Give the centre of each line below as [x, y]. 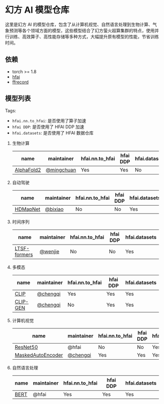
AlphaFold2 [28, 170]
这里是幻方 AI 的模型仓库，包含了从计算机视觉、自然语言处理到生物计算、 [79, 24]
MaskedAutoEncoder [39, 355]
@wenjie [50, 251]
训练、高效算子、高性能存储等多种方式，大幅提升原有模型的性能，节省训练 [84, 37]
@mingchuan [61, 170]
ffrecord [20, 82]
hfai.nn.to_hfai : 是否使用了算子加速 [49, 120]
